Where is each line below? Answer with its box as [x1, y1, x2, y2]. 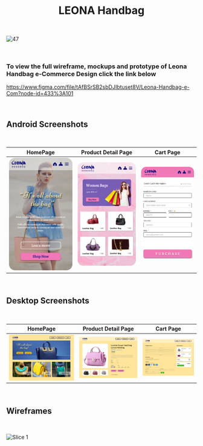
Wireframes [6, 406, 53, 416]
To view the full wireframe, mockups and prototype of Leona [6, 62, 187, 70]
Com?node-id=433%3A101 [6, 90, 74, 97]
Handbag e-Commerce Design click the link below [6, 69, 156, 78]
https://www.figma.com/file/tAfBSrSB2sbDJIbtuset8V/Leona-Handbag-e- [6, 83, 190, 91]
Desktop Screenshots [6, 296, 89, 306]
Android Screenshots [6, 119, 89, 129]
